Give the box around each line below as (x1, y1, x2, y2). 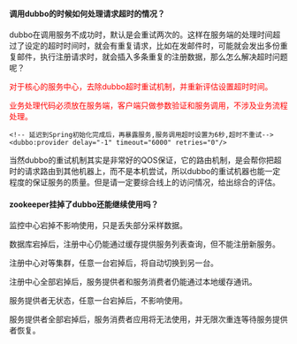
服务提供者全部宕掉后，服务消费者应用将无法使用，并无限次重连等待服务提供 (9, 314, 288, 325)
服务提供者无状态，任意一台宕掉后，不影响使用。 (9, 295, 187, 306)
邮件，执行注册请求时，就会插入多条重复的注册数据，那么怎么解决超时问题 (16, 51, 288, 62)
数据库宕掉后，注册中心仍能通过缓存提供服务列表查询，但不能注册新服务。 (9, 239, 280, 249)
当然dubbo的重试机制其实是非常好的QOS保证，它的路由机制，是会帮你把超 (9, 155, 282, 165)
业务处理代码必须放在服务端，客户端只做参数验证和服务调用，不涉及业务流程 (9, 100, 288, 111)
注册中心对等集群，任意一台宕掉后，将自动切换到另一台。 (9, 257, 218, 269)
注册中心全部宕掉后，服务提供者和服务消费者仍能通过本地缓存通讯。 (9, 277, 257, 287)
